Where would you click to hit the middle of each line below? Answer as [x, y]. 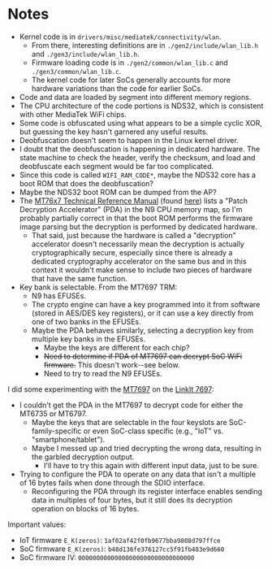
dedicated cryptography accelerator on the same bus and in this [139, 261]
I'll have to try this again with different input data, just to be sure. [151, 465]
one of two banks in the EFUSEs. [86, 321]
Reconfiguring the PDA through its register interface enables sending [147, 491]
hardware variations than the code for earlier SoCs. [117, 88]
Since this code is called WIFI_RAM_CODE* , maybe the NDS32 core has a [138, 175]
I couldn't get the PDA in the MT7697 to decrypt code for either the [131, 405]
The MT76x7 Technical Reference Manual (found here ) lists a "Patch [134, 201]
